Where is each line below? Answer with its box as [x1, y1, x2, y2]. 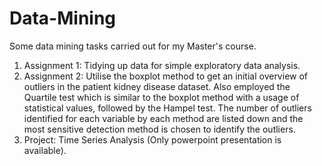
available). [23, 144, 67, 156]
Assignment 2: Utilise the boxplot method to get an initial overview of [23, 70, 309, 82]
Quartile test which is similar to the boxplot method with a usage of [23, 91, 300, 103]
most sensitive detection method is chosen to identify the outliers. [23, 123, 296, 135]
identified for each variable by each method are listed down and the [23, 112, 304, 124]
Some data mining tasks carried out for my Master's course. [9, 40, 257, 52]
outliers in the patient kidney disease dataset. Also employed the [23, 80, 291, 92]
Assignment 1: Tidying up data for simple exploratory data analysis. [23, 59, 301, 71]
